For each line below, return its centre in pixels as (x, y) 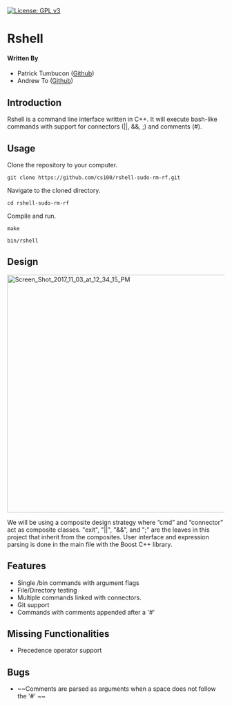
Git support (33, 604)
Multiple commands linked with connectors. (79, 597)
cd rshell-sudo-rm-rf (38, 203)
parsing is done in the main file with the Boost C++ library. (90, 544)
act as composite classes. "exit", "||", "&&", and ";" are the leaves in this (108, 530)
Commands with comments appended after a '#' (86, 612)
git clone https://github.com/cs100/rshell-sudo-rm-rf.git (94, 178)
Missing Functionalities (58, 634)
